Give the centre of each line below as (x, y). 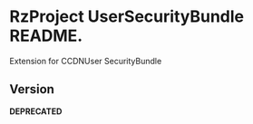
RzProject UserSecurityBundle (127, 17)
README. (46, 36)
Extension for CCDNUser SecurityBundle (86, 61)
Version (32, 89)
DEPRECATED (36, 111)
